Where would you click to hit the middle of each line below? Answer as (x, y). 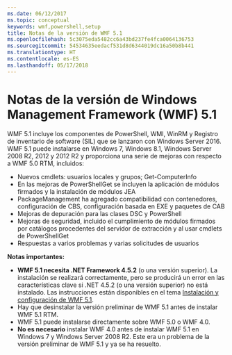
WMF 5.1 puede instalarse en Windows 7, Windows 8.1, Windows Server (109, 148)
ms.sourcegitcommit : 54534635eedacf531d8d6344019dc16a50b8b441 (101, 46)
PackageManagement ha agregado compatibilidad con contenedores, (117, 199)
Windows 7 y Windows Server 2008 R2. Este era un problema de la (113, 336)
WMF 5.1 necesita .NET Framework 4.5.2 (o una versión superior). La (117, 270)
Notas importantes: (36, 256)
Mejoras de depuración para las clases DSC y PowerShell (99, 213)
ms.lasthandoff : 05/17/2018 (48, 65)
